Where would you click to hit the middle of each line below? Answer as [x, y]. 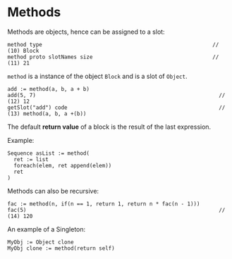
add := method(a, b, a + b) [49, 89]
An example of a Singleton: [47, 229]
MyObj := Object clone [41, 242]
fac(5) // [116, 210]
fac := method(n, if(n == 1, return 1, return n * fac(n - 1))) [104, 204]
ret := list [31, 159]
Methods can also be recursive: [53, 191]
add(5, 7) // [116, 95]
